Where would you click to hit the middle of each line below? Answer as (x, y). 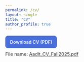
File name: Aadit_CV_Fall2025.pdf (42, 54)
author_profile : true (28, 24)
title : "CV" (18, 19)
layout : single (21, 15)
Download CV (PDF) (31, 42)
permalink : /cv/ (22, 10)
